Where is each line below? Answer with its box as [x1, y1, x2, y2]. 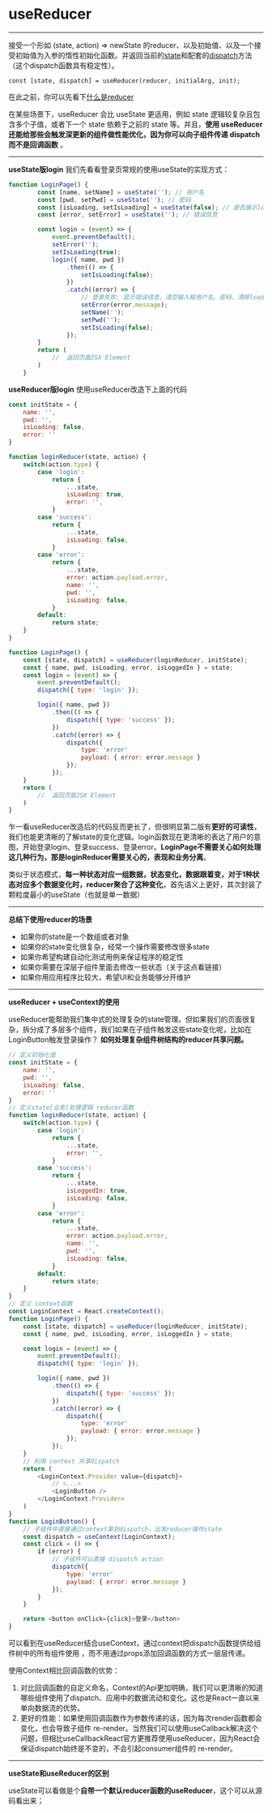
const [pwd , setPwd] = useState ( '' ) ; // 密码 [37, 195, 192, 204]
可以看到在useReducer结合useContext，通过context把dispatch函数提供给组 [8, 1639, 261, 1648]
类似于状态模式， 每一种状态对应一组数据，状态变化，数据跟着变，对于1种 [8, 869, 253, 880]
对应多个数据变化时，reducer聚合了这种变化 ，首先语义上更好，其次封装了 [15, 880, 263, 889]
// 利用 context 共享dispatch [23, 1457, 120, 1465]
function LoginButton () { [8, 1517, 96, 1525]
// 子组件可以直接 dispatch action [51, 1555, 164, 1563]
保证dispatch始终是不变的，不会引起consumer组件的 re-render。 [19, 1744, 237, 1754]
